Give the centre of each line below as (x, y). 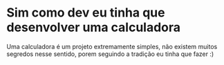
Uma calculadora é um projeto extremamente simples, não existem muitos (112, 46)
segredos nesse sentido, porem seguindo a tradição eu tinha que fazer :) (110, 54)
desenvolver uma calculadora (94, 27)
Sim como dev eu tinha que (86, 13)
